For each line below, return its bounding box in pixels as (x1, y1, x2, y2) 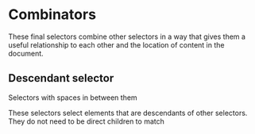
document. (8, 48, 44, 58)
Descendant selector (8, 71, 114, 85)
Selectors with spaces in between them (8, 93, 137, 102)
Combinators (8, 6, 97, 24)
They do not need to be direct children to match (8, 117, 164, 126)
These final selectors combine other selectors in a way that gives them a (8, 32, 246, 41)
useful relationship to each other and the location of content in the (8, 40, 225, 49)
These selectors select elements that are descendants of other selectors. (8, 108, 248, 117)
